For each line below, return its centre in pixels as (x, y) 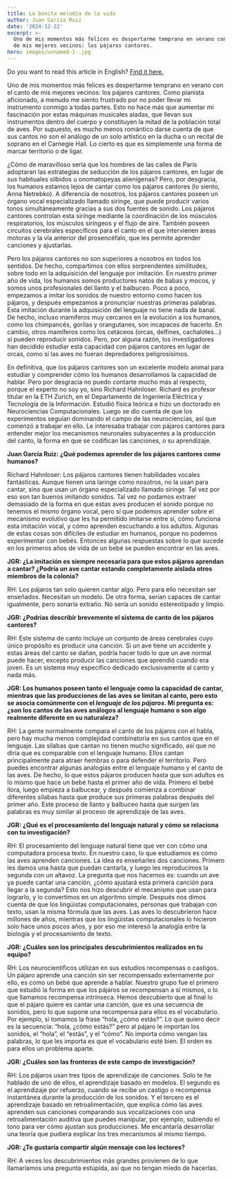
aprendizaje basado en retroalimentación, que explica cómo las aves (105, 1104)
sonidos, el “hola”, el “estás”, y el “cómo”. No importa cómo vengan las (107, 1033)
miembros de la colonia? (43, 576)
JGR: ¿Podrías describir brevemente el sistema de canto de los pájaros (110, 617)
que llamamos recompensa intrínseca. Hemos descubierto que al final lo (110, 997)
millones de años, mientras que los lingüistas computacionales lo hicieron (112, 919)
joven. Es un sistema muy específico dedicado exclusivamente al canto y (111, 668)
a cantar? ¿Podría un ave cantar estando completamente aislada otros (110, 568)
